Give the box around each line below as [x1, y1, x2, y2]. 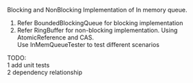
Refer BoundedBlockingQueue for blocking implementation [16, 19, 183, 27]
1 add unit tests [7, 61, 50, 69]
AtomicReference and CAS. [16, 33, 94, 41]
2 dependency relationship [7, 68, 83, 76]
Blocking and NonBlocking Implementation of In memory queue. [7, 6, 188, 14]
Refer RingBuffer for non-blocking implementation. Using [16, 27, 178, 34]
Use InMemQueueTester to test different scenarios [16, 41, 159, 48]
